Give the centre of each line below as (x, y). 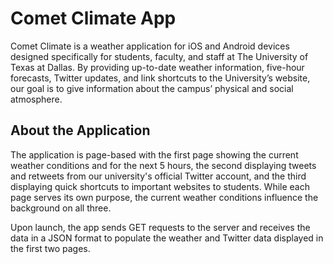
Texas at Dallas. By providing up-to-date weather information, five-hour (157, 67)
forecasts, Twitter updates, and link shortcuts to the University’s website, (160, 78)
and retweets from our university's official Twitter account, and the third (158, 176)
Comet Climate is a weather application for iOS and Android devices (150, 46)
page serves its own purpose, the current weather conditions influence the (164, 197)
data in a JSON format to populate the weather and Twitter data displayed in (167, 238)
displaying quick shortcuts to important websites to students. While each (160, 186)
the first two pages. (50, 248)
